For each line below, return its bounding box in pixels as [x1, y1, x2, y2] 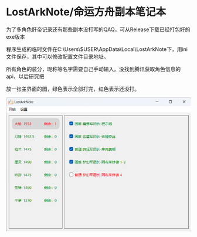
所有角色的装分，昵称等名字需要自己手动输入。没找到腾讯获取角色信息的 [6, 65, 181, 72]
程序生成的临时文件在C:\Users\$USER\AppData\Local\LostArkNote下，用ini [6, 45, 188, 53]
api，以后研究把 [6, 73, 45, 80]
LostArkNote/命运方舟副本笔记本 [6, 5, 166, 19]
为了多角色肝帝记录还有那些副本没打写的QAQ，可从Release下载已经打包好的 [6, 26, 191, 33]
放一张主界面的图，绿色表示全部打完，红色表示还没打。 [6, 85, 140, 92]
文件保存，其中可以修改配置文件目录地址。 [6, 53, 109, 60]
